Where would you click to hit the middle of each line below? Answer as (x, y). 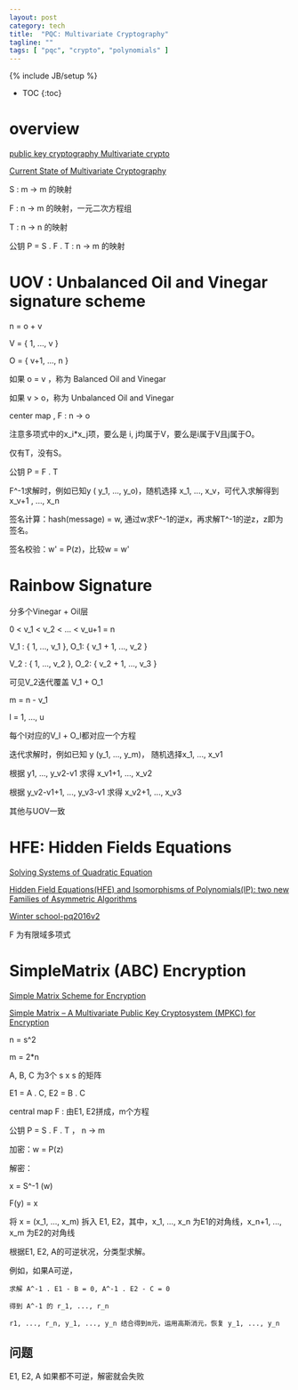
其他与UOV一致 (37, 811)
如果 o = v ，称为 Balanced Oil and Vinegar (88, 379)
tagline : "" (31, 42)
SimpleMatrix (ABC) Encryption (128, 971)
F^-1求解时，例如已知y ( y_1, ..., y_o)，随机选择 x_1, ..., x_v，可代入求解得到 (144, 491)
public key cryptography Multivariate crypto (90, 154)
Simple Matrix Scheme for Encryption (78, 995)
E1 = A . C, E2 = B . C (48, 1093)
